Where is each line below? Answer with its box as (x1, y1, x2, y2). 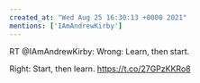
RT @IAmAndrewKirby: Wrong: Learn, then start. (9, 46, 190, 56)
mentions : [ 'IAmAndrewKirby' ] (9, 21, 123, 30)
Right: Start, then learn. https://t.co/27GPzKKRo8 (9, 63, 191, 74)
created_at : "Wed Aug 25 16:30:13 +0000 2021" (9, 12, 187, 22)
